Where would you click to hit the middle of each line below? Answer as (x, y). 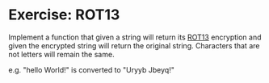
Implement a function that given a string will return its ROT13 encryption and (135, 37)
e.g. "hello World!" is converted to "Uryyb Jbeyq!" (92, 69)
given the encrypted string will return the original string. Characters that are (134, 45)
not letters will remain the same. (61, 54)
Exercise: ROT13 (64, 15)
